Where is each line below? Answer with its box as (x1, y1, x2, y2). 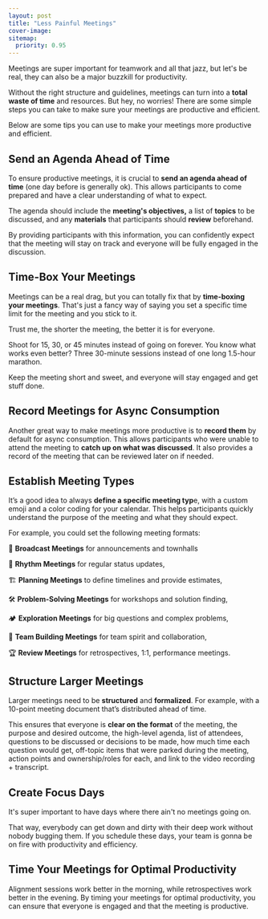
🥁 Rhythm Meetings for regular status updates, (8, 559, 165, 569)
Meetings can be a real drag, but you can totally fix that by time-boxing (8, 291, 246, 301)
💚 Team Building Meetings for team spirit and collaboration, (8, 632, 207, 642)
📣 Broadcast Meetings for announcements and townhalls (8, 543, 198, 554)
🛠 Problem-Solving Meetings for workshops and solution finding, (8, 595, 229, 604)
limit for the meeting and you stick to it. (8, 308, 138, 318)
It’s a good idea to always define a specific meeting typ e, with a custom (8, 495, 249, 506)
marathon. (8, 356, 43, 366)
